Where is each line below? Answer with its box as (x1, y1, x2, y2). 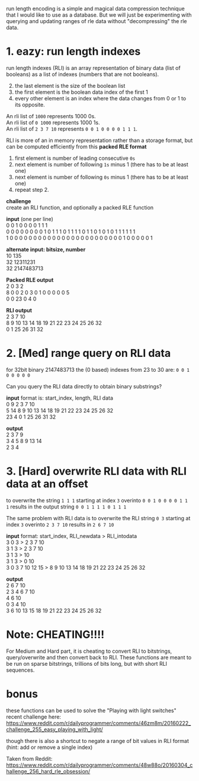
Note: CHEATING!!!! (6, 628, 105, 641)
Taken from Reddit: (6, 755, 53, 762)
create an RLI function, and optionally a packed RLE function (6, 204, 154, 211)
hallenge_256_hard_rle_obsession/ (6, 767, 91, 774)
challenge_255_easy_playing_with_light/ (6, 726, 104, 733)
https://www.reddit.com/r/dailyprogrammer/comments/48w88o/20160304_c (6, 761, 193, 769)
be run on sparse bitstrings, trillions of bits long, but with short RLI (6, 660, 168, 667)
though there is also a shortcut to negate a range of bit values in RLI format (6, 737, 190, 744)
